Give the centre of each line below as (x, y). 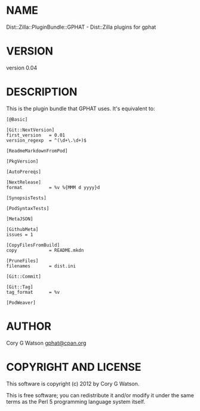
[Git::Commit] (24, 276)
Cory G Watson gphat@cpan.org (46, 343)
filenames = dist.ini (41, 266)
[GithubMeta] (22, 229)
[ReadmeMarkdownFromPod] (37, 151)
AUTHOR (29, 326)
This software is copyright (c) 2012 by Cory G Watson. (73, 383)
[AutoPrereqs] (24, 172)
